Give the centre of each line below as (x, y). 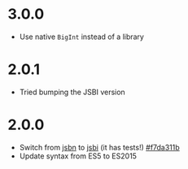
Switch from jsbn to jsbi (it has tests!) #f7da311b (99, 147)
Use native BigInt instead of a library (81, 37)
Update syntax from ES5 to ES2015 (78, 156)
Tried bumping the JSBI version (72, 92)
